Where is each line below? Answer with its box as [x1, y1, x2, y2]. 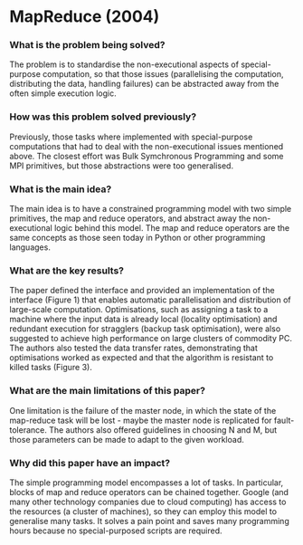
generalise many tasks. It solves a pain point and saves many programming [9, 515, 289, 526]
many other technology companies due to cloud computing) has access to [9, 496, 287, 507]
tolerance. [9, 424, 47, 435]
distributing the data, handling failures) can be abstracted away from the [9, 79, 279, 90]
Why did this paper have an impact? [9, 456, 170, 469]
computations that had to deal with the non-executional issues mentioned [9, 140, 284, 151]
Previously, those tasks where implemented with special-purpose [9, 131, 253, 142]
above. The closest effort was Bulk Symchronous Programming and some [9, 150, 284, 161]
